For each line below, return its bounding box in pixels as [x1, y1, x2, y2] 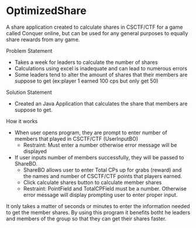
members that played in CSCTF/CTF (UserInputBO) [14, 135, 139, 142]
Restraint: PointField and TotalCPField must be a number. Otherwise [23, 185, 187, 192]
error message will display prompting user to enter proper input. [23, 191, 178, 198]
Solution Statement [6, 89, 52, 96]
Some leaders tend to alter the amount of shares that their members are [14, 71, 188, 78]
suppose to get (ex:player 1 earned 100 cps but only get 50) [14, 77, 159, 84]
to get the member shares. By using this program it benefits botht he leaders [6, 209, 191, 216]
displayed [23, 148, 47, 155]
